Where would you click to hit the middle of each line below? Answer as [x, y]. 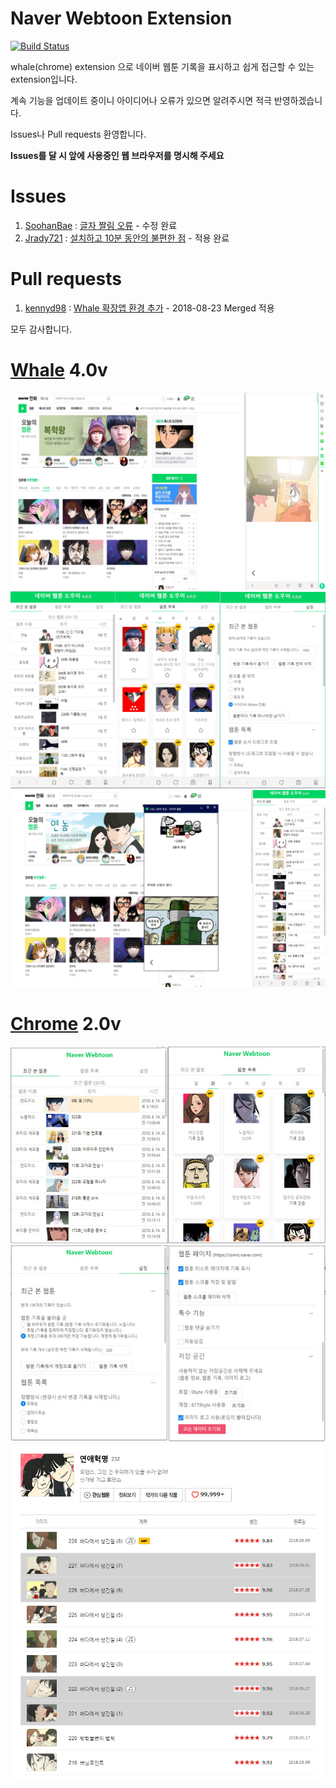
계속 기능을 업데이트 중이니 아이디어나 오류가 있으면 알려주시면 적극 [141, 100]
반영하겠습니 [298, 100]
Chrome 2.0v [66, 1023]
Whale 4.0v [59, 370]
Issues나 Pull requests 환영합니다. [78, 134]
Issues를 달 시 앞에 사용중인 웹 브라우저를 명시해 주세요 [117, 155]
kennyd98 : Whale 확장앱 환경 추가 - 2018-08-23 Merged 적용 [149, 308]
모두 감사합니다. [41, 329]
